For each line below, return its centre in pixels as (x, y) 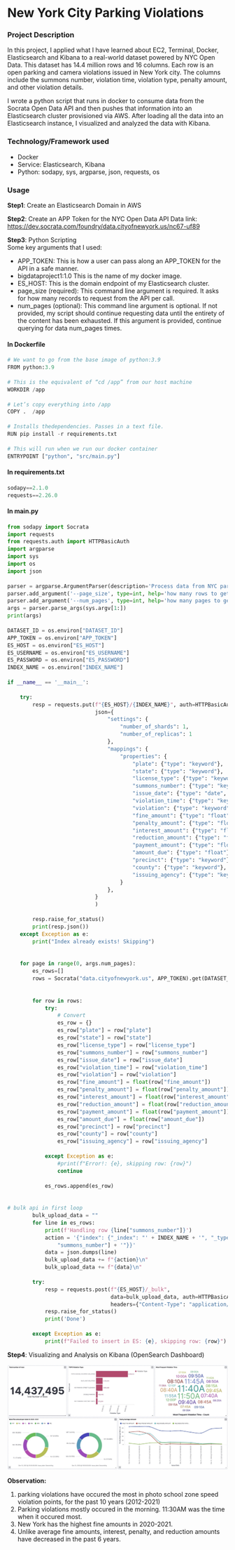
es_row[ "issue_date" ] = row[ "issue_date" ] (120, 1060)
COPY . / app (26, 412)
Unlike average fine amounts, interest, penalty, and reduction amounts (119, 1531)
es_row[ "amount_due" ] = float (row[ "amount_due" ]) (131, 1119)
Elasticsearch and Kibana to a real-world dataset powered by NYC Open (111, 58)
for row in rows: (57, 1001)
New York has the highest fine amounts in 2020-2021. (95, 1524)
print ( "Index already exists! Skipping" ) (94, 941)
